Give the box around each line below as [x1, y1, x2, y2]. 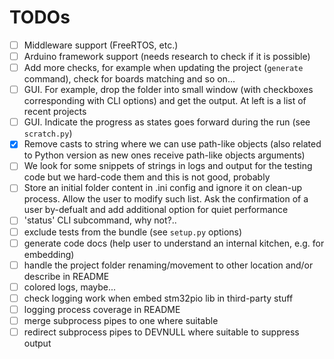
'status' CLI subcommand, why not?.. [23, 214, 177, 226]
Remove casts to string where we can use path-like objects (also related [23, 138, 322, 150]
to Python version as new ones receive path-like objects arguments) [23, 149, 306, 161]
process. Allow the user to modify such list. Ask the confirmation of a [23, 193, 309, 205]
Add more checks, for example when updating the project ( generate [23, 62, 304, 74]
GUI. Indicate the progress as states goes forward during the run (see [23, 116, 311, 128]
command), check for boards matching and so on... [23, 73, 236, 85]
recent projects [23, 106, 87, 118]
